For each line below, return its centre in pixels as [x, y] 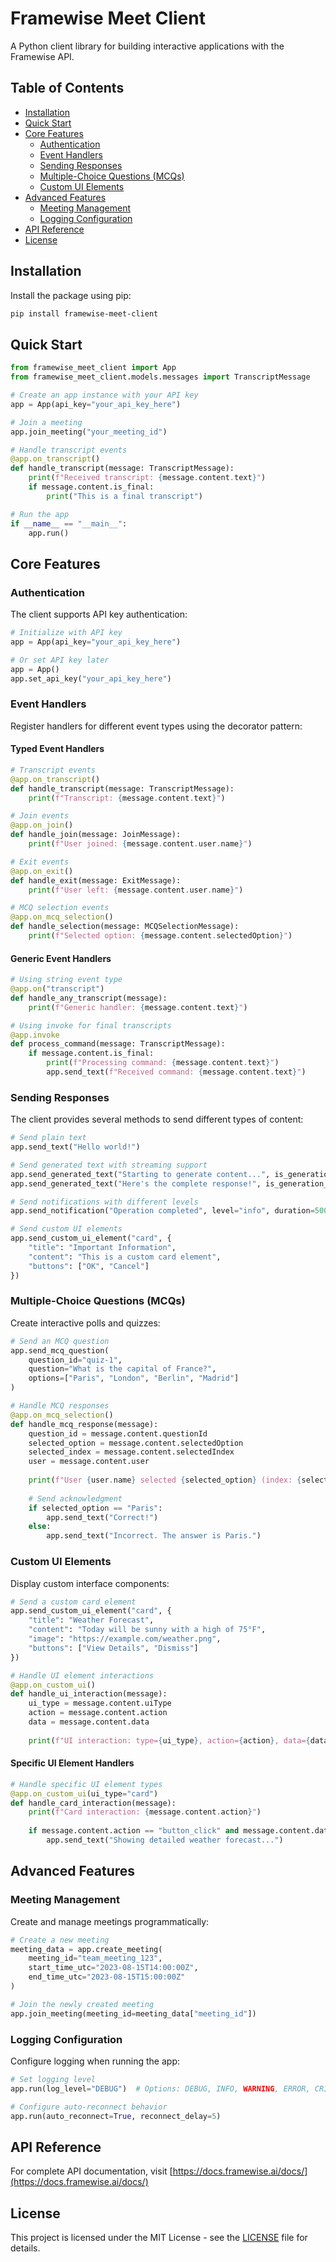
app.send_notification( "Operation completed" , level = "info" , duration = [162, 1211]
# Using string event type [66, 980]
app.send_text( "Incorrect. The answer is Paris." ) [154, 1536]
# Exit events [40, 862]
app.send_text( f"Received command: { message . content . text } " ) [176, 1072]
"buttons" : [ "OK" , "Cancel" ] [89, 1266]
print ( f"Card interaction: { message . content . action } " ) [145, 1812]
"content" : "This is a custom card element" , [125, 1257]
